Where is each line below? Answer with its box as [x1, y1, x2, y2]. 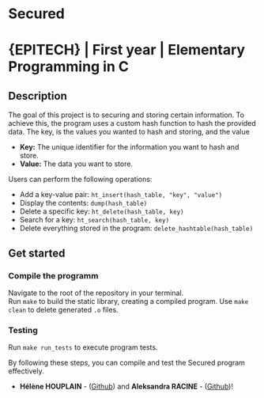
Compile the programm [8, 270, 99, 281]
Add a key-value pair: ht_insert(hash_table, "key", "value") [19, 190, 223, 199]
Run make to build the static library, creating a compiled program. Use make [8, 296, 249, 305]
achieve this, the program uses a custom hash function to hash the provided [8, 119, 257, 128]
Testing [8, 324, 38, 335]
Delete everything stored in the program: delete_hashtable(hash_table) [19, 223, 254, 233]
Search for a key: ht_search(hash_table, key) [19, 215, 170, 225]
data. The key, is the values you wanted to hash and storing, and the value [8, 127, 251, 137]
